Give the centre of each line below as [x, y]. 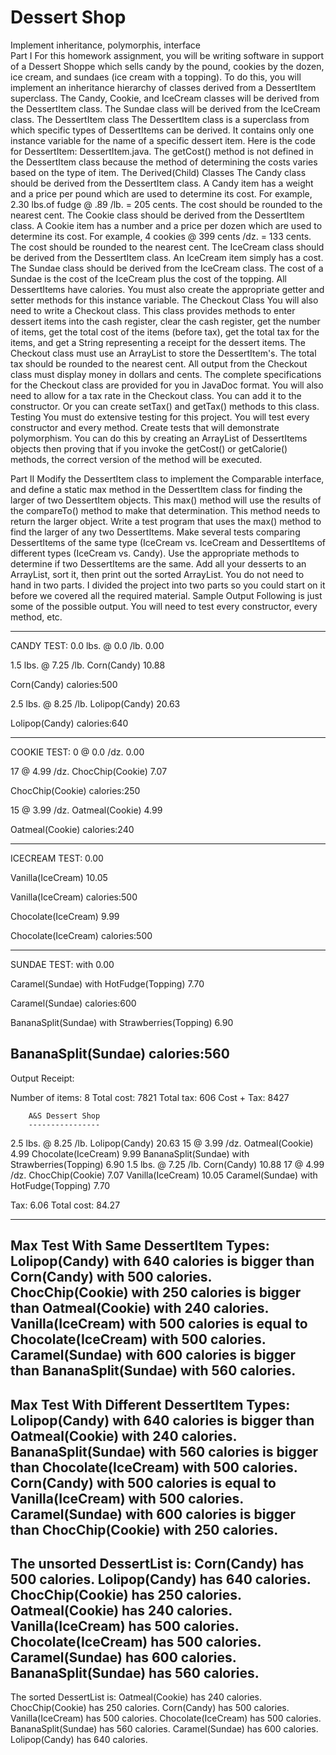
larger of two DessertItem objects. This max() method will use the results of [166, 500]
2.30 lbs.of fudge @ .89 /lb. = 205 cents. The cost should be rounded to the [166, 204]
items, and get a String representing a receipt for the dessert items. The [158, 342]
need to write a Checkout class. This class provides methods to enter [153, 310]
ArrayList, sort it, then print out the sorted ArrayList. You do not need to [157, 574]
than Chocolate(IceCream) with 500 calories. [154, 1467]
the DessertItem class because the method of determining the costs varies [164, 162]
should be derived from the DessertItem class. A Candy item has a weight [162, 183]
